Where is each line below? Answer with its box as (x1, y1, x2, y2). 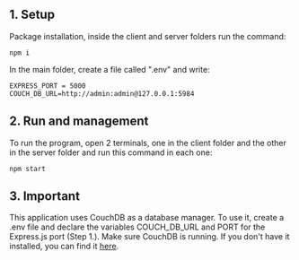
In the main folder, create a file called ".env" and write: (9, 64, 210, 74)
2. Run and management (9, 114, 149, 129)
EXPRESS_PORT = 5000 (9, 81, 87, 91)
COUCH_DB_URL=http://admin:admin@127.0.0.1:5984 (9, 89, 195, 98)
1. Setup (9, 7, 56, 22)
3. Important (9, 188, 81, 204)
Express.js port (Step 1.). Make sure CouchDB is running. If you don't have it (9, 231, 290, 242)
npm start (9, 164, 47, 173)
